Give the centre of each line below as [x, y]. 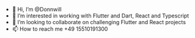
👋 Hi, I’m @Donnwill [37, 9]
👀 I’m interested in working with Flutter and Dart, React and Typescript [101, 16]
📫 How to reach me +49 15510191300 [60, 29]
